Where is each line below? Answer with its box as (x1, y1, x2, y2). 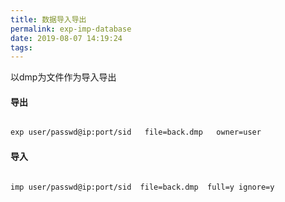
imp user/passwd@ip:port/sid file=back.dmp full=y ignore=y (10, 182, 275, 192)
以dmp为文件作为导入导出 (10, 71, 117, 83)
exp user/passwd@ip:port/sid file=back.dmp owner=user (10, 127, 262, 138)
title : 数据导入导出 (10, 14, 87, 25)
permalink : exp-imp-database (10, 24, 132, 34)
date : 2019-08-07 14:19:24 (10, 33, 123, 43)
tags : (10, 42, 33, 53)
